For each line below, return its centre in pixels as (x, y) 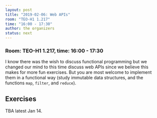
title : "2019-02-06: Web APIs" (38, 15)
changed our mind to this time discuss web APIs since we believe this (77, 67)
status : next (19, 33)
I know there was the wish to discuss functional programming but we (76, 62)
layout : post (19, 10)
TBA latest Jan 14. (24, 111)
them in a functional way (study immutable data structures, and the (74, 78)
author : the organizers (30, 29)
